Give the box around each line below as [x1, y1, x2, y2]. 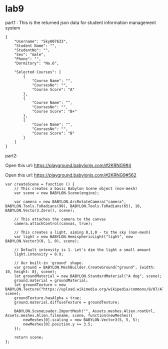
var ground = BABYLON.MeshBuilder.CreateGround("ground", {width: [14, 264, 155, 270]
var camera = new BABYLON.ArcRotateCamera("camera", [14, 199, 126, 204]
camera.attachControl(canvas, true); [14, 221, 93, 226]
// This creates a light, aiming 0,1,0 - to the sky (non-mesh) [14, 229, 151, 235]
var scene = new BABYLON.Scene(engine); [14, 190, 99, 195]
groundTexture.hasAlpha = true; [14, 295, 81, 300]
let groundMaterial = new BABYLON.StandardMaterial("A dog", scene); [14, 273, 162, 278]
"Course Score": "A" [31, 87, 75, 92]
